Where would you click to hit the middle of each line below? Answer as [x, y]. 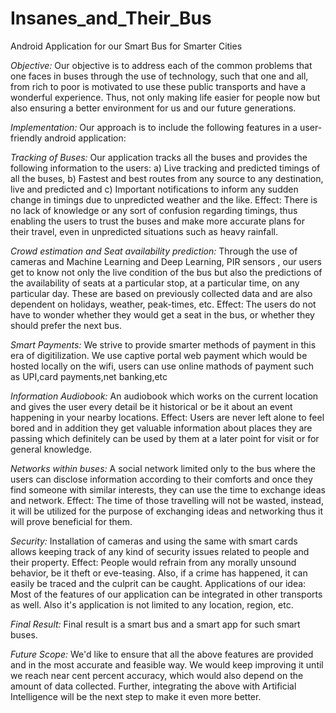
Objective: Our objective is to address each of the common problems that [161, 65]
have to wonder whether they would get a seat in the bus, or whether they [162, 314]
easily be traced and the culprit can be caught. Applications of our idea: [158, 583]
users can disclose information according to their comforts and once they [161, 479]
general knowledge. [51, 449]
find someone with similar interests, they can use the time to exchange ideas [168, 489]
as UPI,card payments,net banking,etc [89, 376]
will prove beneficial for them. [71, 521]
